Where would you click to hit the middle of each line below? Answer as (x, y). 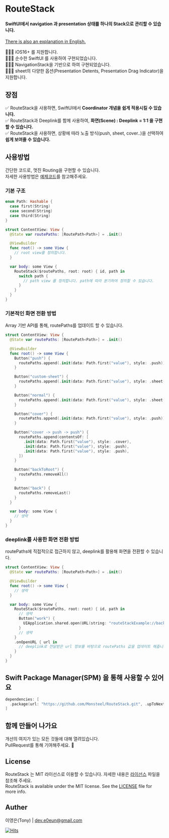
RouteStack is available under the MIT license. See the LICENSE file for (79, 786)
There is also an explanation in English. (46, 41)
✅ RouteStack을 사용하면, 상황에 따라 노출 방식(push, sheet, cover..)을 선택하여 (84, 133)
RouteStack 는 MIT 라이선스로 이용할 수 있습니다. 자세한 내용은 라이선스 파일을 (82, 774)
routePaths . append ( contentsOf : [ (54, 437)
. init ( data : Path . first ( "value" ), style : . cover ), (77, 442)
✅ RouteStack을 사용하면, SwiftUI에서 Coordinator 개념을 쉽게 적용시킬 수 (79, 108)
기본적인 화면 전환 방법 (31, 313)
